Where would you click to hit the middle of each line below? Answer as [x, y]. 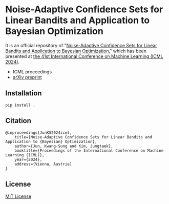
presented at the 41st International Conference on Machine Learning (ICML [84, 56]
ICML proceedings [32, 72]
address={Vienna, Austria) [43, 164]
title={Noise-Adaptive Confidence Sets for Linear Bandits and [83, 137]
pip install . [20, 105]
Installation [24, 93]
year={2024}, [28, 159]
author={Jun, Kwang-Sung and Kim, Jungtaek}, [64, 146]
